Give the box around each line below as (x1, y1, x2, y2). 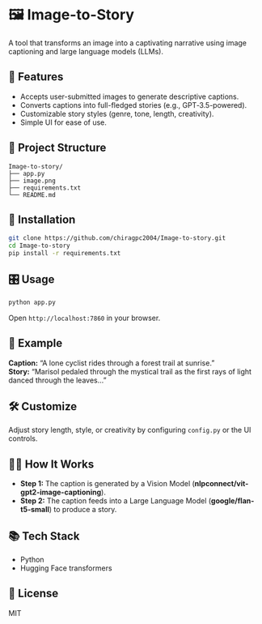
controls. (8, 434, 38, 443)
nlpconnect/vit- (194, 479, 249, 489)
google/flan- (210, 496, 255, 506)
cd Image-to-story (8, 241, 70, 250)
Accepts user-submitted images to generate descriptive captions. (19, 92, 239, 101)
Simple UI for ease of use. (19, 118, 108, 127)
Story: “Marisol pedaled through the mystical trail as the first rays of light (8, 366, 252, 376)
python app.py (8, 298, 57, 306)
